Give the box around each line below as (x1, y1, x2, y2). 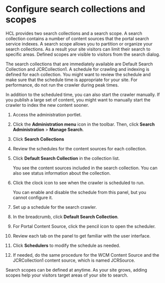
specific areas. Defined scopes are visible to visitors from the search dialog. (5, 51, 161, 57)
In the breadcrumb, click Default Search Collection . (12, 214, 119, 220)
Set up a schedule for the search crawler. (12, 204, 97, 210)
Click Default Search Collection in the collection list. (12, 155, 120, 161)
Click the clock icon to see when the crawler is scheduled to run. (12, 180, 145, 186)
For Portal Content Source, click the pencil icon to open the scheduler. (12, 223, 156, 229)
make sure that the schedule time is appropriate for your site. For (5, 77, 138, 83)
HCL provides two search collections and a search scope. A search (5, 30, 143, 36)
